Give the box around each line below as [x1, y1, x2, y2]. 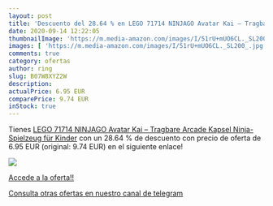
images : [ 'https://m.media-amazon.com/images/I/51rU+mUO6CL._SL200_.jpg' [8, 42, 267, 50]
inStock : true [8, 102, 57, 110]
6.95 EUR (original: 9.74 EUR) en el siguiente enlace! [8, 142, 184, 152]
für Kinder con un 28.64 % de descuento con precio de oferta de [43, 133, 262, 143]
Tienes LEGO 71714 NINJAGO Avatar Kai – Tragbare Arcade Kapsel [8, 125, 232, 135]
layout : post [8, 11, 53, 20]
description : [8, 79, 53, 88]
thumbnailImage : [8, 34, 63, 43]
